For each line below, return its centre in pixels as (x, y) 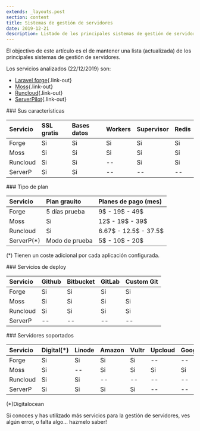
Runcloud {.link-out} (39, 93)
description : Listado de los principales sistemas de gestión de (89, 34)
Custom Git (142, 282)
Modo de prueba (69, 241)
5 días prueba (65, 212)
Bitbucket (81, 282)
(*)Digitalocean (25, 404)
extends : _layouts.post (36, 12)
